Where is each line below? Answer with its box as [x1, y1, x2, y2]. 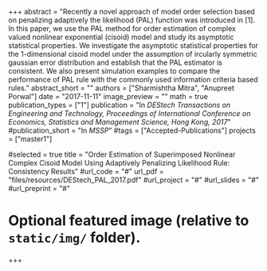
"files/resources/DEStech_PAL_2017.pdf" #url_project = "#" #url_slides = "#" [8, 175, 259, 185]
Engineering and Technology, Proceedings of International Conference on [8, 109, 251, 118]
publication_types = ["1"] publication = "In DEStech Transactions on [8, 100, 231, 110]
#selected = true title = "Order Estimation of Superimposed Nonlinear [8, 149, 236, 159]
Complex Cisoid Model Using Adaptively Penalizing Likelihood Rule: [8, 158, 230, 167]
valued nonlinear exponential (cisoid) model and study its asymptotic [8, 32, 234, 42]
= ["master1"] [8, 134, 53, 143]
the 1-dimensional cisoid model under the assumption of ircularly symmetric [8, 50, 257, 58]
